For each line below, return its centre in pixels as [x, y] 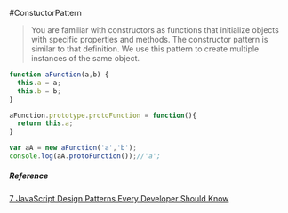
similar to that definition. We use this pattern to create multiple [145, 49]
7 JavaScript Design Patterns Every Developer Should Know [119, 198]
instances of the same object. [85, 58]
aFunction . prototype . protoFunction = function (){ [103, 115]
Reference [29, 176]
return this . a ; [45, 123]
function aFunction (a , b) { [59, 75]
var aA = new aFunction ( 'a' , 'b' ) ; [73, 148]
